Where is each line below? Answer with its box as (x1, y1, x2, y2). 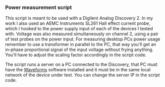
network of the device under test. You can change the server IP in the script (5, 72, 160, 78)
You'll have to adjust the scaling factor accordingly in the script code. (5, 52, 147, 58)
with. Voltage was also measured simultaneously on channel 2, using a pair (5, 31, 159, 37)
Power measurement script (5, 4, 72, 11)
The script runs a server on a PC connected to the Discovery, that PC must (5, 61, 158, 68)
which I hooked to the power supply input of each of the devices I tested (5, 26, 153, 32)
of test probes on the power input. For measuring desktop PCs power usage (5, 36, 161, 42)
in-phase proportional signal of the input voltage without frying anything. (5, 46, 154, 53)
